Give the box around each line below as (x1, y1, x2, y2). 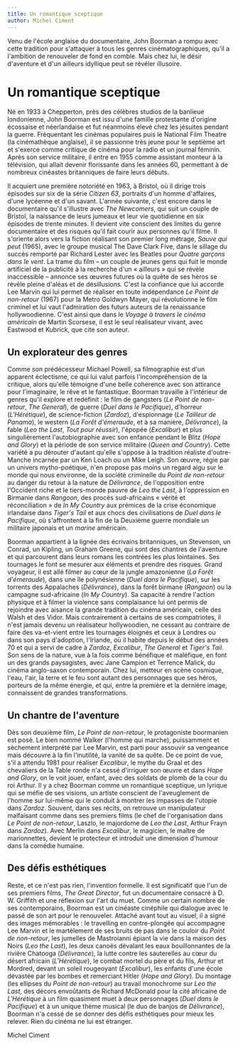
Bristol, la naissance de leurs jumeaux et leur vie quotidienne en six (7, 212, 205, 221)
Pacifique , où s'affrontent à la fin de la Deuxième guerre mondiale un (7, 516, 210, 525)
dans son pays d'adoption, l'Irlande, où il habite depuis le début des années (7, 636, 229, 644)
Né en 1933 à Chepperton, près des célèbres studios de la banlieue (7, 107, 205, 116)
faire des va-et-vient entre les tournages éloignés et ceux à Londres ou (7, 628, 217, 637)
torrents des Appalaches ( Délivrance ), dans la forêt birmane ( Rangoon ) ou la (7, 583, 232, 591)
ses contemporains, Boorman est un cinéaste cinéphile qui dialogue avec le (7, 903, 229, 912)
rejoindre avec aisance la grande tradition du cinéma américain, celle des (7, 605, 222, 614)
